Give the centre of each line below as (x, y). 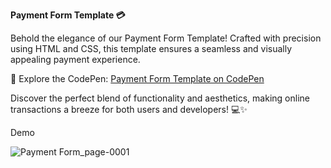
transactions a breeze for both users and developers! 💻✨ (129, 109)
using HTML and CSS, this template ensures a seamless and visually (151, 48)
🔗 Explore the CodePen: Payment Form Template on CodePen (137, 78)
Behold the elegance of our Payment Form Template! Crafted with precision (166, 38)
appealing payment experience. (75, 59)
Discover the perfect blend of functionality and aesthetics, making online (160, 98)
